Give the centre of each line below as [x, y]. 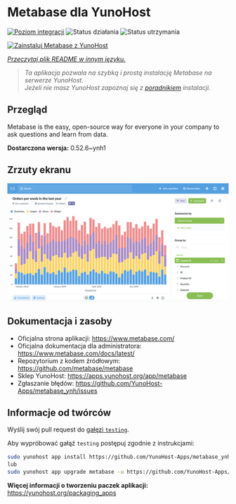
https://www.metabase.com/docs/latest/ [76, 353]
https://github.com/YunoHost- [119, 383]
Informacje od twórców [59, 412]
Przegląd [27, 110]
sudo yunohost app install [47, 457]
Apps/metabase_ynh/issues [57, 391]
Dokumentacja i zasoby [60, 321]
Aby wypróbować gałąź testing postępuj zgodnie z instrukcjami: [101, 443]
